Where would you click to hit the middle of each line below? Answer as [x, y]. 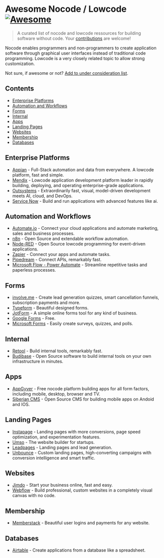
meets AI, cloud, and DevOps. [42, 196]
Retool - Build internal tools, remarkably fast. [57, 351]
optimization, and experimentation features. [56, 437]
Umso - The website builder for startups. [53, 442]
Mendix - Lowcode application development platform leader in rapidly [83, 180]
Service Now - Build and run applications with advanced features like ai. [85, 201]
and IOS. [21, 404]
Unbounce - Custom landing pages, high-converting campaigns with [82, 452]
